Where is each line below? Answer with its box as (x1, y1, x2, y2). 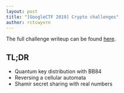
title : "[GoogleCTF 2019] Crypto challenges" (6, 14, 119, 20)
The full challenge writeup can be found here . (6, 36, 116, 43)
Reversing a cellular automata (14, 74, 87, 81)
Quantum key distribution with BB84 (14, 68, 102, 75)
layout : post (6, 8, 38, 15)
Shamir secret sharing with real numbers (14, 80, 113, 88)
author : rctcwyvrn (6, 19, 51, 25)
